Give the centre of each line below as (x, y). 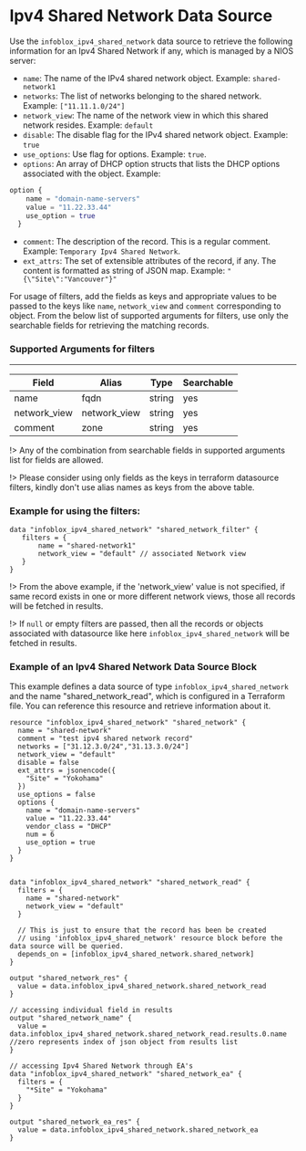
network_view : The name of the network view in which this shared (145, 115)
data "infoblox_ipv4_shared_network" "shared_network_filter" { (134, 529)
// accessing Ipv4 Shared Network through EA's (102, 1066)
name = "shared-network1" (87, 545)
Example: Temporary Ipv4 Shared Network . (101, 251)
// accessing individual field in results (91, 1010)
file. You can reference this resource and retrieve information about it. (140, 706)
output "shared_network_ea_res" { (75, 1122)
